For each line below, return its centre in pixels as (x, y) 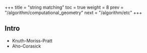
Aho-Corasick (26, 46)
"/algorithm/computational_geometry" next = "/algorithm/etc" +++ (73, 13)
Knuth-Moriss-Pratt (32, 40)
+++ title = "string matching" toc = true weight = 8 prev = (64, 7)
